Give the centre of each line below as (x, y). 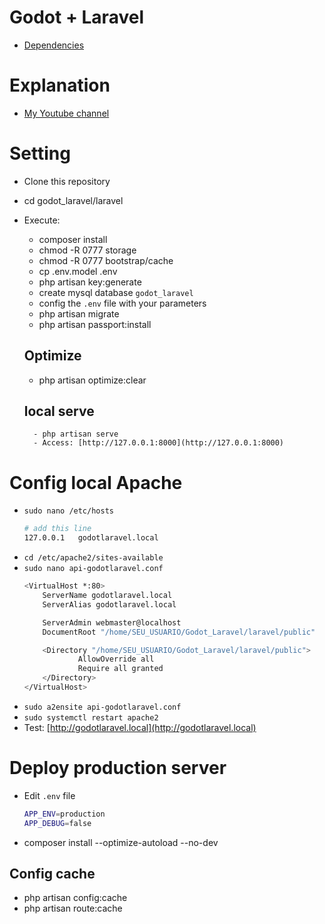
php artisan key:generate (90, 282)
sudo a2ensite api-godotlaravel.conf (102, 707)
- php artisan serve (76, 434)
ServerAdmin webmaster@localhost (112, 622)
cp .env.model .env (78, 271)
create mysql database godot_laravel (116, 292)
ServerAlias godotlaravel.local (109, 604)
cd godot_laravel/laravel (73, 200)
